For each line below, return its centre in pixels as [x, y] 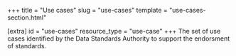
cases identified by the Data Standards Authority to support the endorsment [119, 38]
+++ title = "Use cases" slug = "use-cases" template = [88, 10]
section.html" [27, 17]
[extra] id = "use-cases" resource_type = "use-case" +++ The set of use [114, 31]
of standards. [27, 46]
